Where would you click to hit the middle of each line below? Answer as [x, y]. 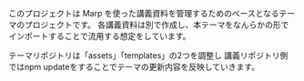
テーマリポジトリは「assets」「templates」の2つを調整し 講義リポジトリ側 [148, 56]
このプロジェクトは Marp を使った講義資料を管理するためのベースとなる [144, 13]
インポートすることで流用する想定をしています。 [100, 36]
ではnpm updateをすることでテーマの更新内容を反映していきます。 [134, 67]
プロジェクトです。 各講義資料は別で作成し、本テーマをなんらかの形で [157, 25]
